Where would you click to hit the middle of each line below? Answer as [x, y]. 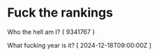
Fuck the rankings [60, 13]
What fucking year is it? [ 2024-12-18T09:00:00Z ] [79, 45]
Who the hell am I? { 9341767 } [51, 32]
